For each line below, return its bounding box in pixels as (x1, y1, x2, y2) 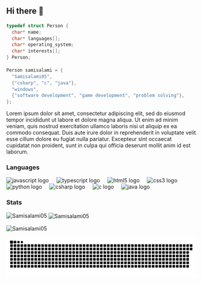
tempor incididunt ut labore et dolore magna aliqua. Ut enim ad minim (6, 116, 178, 123)
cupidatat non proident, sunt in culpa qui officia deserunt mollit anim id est (6, 142, 191, 149)
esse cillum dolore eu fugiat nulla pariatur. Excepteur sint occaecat (6, 135, 172, 143)
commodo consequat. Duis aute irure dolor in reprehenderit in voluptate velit (6, 129, 196, 136)
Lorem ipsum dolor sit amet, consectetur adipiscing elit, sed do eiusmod (6, 110, 186, 117)
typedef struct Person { (6, 22, 69, 29)
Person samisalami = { (6, 67, 63, 73)
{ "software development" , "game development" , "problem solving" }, (11, 93, 185, 99)
